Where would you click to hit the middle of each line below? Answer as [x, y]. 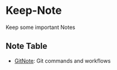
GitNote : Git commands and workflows [62, 60]
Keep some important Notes [41, 27]
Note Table [27, 46]
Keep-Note [34, 11]
